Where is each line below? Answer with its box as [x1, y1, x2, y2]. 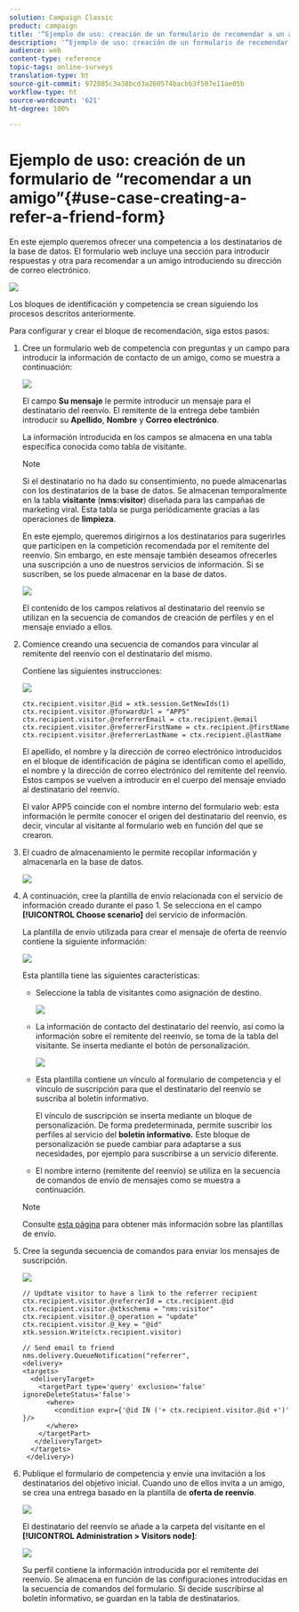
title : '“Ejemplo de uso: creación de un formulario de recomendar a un [9, 29, 285, 38]
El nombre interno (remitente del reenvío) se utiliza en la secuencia [35, 1166, 280, 1176]
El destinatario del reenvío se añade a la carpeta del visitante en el [21, 1521, 265, 1532]
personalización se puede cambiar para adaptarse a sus [35, 1139, 242, 1150]
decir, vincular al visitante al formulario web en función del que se [21, 820, 264, 831]
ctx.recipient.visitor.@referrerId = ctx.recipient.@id [21, 1297, 234, 1306]
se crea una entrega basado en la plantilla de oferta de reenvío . [21, 1487, 256, 1498]
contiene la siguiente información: [21, 936, 147, 947]
